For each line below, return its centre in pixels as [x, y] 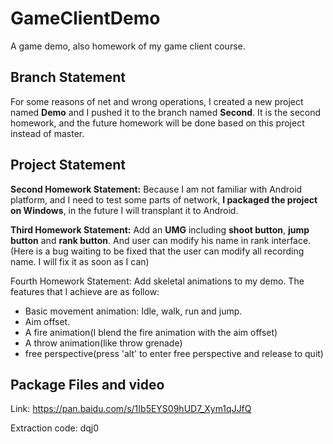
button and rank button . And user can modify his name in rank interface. [161, 240]
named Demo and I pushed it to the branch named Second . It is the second [166, 112]
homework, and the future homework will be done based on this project [157, 123]
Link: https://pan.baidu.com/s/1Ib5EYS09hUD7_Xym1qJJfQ [131, 409]
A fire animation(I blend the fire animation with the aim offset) [151, 332]
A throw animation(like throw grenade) [103, 343]
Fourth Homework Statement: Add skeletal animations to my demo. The [157, 281]
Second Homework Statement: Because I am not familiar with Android [156, 189]
